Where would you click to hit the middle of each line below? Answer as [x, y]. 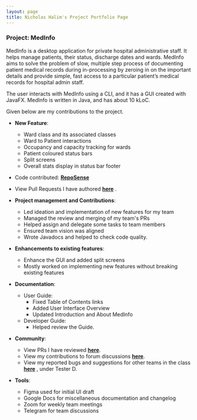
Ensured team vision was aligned [64, 230]
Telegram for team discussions [61, 411]
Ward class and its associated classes [70, 134]
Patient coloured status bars [58, 153]
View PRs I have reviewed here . [62, 350]
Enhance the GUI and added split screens [74, 260]
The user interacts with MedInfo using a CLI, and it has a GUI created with [96, 94]
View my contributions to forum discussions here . [84, 356]
